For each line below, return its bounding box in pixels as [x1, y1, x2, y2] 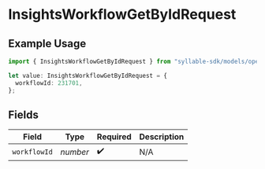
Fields [8, 108, 39, 121]
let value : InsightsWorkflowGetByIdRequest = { [8, 72, 168, 79]
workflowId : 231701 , [15, 79, 83, 87]
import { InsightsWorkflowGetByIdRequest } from [8, 57, 171, 65]
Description [139, 131, 185, 142]
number [60, 146, 89, 157]
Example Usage [8, 37, 87, 50]
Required [96, 131, 132, 142]
